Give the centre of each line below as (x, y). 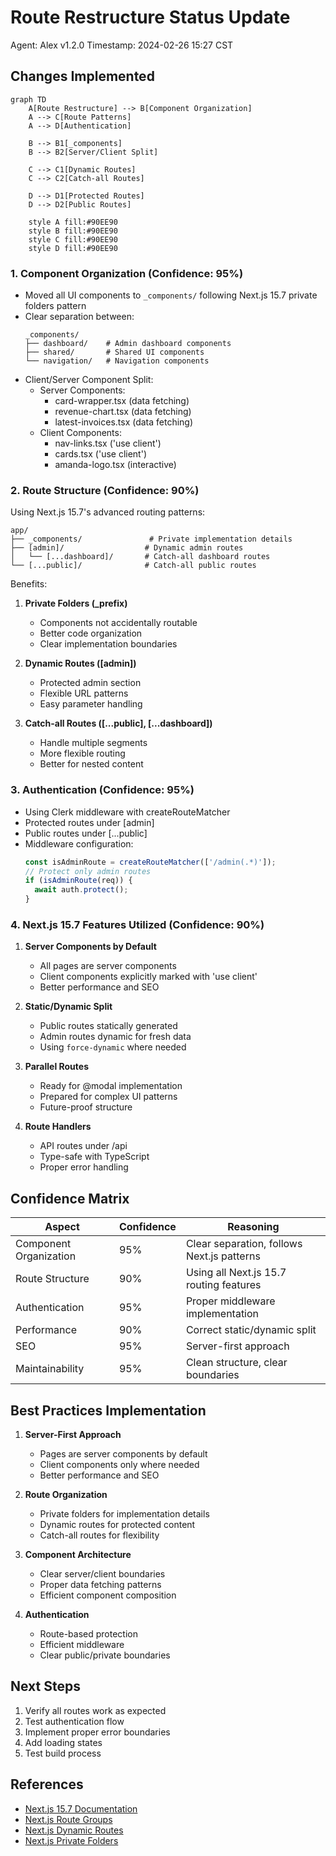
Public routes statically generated (108, 1026)
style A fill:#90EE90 (73, 222)
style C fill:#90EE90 (73, 239)
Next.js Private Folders (71, 1840)
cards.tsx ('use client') (101, 454)
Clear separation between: (79, 317)
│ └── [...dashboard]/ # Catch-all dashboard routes (140, 557)
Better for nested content (91, 764)
